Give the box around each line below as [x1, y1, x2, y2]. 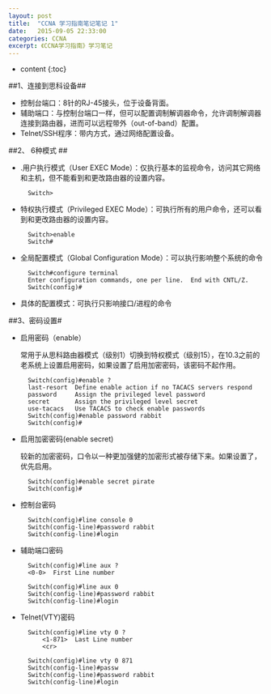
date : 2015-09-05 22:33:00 [8, 27, 107, 35]
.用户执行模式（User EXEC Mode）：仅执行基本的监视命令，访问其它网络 [19, 163, 261, 172]
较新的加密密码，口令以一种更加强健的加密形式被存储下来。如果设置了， [19, 451, 261, 462]
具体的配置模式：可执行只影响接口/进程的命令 [19, 299, 172, 309]
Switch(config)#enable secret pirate [28, 478, 155, 486]
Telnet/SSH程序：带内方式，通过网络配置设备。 [19, 129, 179, 138]
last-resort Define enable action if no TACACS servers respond [28, 384, 252, 392]
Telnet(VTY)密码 [19, 612, 75, 622]
